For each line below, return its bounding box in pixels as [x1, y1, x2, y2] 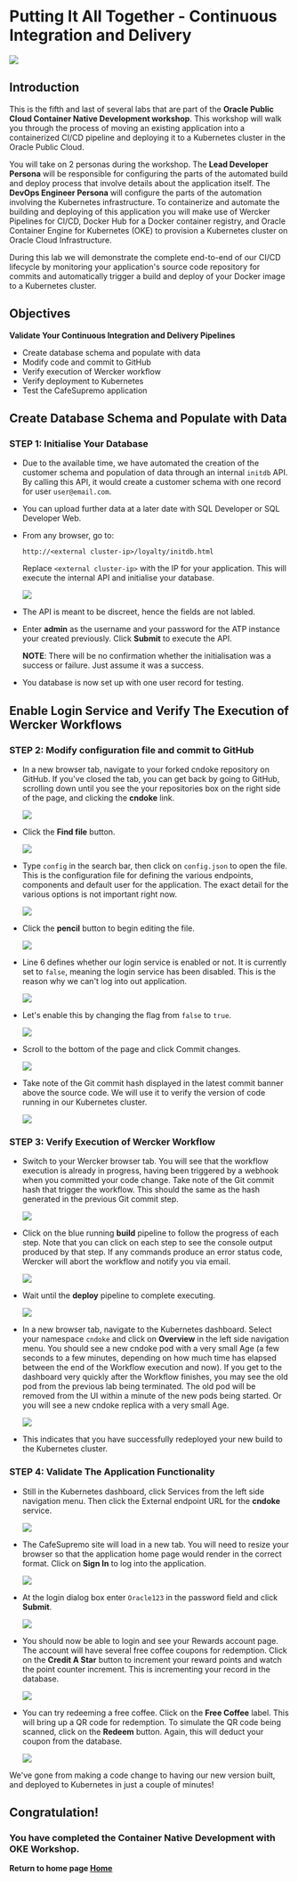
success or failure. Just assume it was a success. [21, 660, 205, 670]
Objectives [9, 306, 71, 322]
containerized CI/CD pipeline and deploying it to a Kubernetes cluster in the [9, 132, 286, 143]
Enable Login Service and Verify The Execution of [9, 703, 289, 719]
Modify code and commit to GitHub [21, 357, 151, 367]
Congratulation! [9, 1804, 100, 1820]
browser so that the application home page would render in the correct [21, 1549, 282, 1559]
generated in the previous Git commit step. [21, 1194, 180, 1204]
